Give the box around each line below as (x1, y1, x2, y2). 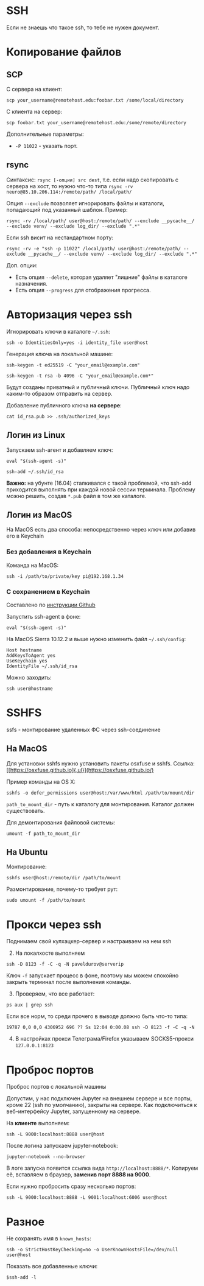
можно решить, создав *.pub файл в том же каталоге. (6, 492, 147, 499)
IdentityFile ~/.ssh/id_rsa (6, 663, 78, 669)
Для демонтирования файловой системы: (6, 818, 116, 826)
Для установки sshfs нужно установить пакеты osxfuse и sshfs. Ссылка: (6, 759, 195, 767)
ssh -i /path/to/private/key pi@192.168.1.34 (6, 573, 124, 579)
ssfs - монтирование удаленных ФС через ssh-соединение (6, 726, 161, 733)
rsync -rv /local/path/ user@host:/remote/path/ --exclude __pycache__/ (6, 217, 195, 224)
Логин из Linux (6, 430, 66, 440)
